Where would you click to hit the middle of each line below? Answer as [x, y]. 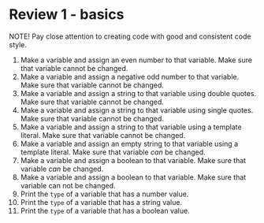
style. [18, 44]
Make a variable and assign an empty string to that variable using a [129, 143]
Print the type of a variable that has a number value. [104, 194]
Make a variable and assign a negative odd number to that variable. [130, 76]
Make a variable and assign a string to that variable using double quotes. [138, 93]
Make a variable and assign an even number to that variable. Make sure [136, 60]
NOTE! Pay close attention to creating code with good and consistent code [130, 36]
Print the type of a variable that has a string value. [101, 202]
